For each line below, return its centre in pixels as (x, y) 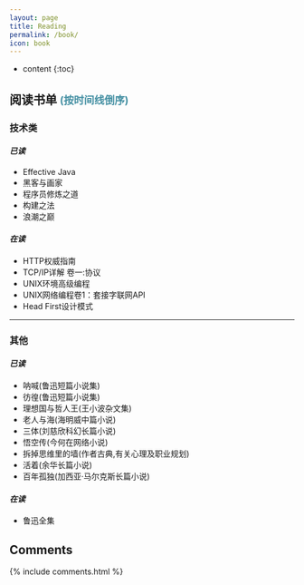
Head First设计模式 (57, 306)
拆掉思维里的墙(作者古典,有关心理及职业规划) (106, 453)
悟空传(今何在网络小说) (65, 443)
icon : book (30, 43)
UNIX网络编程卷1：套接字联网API (84, 295)
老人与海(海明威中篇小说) (69, 420)
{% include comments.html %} (66, 571)
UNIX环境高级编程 (56, 283)
